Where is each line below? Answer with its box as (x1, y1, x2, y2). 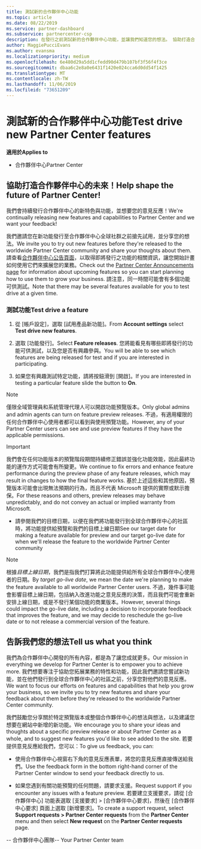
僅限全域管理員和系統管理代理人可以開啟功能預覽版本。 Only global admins (6, 403, 190, 410)
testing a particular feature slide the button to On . (14, 379, 137, 386)
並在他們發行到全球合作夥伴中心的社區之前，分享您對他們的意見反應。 (16, 675, 190, 682)
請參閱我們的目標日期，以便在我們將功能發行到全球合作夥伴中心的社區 (14, 517, 188, 524)
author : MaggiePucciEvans (6, 43, 71, 49)
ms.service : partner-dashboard (6, 25, 84, 32)
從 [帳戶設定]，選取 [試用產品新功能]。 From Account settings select (14, 320, 184, 327)
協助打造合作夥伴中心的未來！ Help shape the (6, 181, 174, 191)
